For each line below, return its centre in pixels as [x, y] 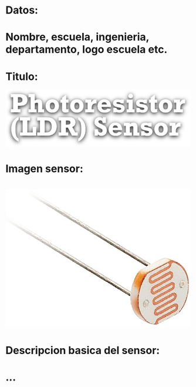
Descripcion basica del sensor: [83, 350]
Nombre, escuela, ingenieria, [77, 37]
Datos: [22, 10]
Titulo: [22, 76]
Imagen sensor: [44, 169]
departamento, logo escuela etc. [87, 50]
